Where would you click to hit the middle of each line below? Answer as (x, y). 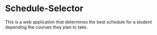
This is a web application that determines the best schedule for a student (79, 22)
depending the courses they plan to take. (46, 27)
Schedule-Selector (44, 9)
